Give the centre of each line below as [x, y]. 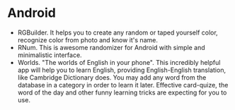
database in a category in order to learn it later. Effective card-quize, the [123, 85]
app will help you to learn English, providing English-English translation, [122, 70]
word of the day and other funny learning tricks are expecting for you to [122, 92]
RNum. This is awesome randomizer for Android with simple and [111, 47]
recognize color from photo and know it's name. [87, 39]
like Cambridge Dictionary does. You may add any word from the [112, 77]
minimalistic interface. [50, 55]
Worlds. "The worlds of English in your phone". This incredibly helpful [119, 62]
